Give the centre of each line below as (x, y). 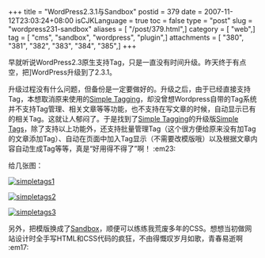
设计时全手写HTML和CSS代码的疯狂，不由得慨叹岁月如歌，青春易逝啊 (129, 238)
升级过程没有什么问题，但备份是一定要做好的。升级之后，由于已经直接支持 (129, 89)
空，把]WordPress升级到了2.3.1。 (62, 72)
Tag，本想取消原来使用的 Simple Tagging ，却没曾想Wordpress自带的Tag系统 (132, 99)
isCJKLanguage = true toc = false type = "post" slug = (164, 21)
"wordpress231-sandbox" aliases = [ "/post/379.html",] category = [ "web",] (132, 29)
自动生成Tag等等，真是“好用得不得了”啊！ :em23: (95, 148)
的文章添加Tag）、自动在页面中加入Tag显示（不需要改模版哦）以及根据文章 (129, 139)
